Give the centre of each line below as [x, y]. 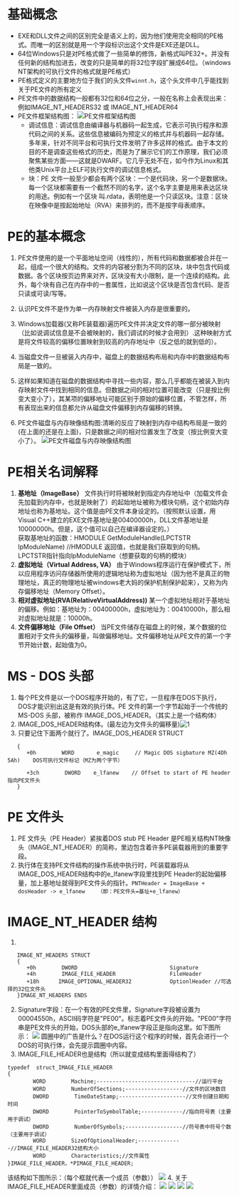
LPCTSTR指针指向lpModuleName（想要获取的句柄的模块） [104, 555]
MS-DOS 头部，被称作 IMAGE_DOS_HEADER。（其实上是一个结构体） [119, 715]
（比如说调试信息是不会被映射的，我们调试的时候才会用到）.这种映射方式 [124, 332]
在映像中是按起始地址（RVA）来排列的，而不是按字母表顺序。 [118, 205]
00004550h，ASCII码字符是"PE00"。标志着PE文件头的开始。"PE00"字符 [124, 1018]
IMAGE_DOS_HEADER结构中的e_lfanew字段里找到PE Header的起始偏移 [122, 874]
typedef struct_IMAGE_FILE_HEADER [60, 1067]
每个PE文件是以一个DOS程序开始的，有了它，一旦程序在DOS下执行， [119, 697]
